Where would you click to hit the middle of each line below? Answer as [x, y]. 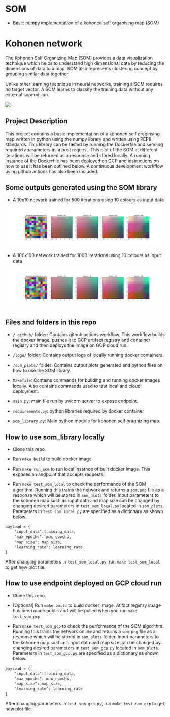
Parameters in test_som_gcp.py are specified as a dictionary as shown [86, 653]
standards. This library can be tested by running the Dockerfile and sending [84, 144]
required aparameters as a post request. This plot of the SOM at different [81, 150]
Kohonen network [44, 44]
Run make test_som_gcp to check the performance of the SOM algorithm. [88, 626]
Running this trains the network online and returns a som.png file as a [84, 631]
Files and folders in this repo [51, 322]
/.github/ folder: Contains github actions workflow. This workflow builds [89, 335]
